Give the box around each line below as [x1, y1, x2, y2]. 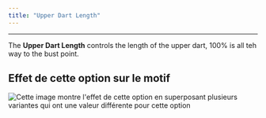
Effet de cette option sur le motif [8, 72, 171, 85]
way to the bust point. [8, 49, 79, 58]
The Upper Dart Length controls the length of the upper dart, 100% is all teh [8, 40, 257, 50]
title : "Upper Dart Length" [8, 11, 101, 20]
